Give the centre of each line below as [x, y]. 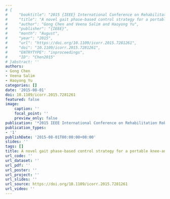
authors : [14, 66]
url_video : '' [20, 189]
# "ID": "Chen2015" [30, 57]
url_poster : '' [21, 170]
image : [12, 104]
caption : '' [27, 109]
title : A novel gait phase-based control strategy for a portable [77, 151]
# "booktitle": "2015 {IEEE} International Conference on [72, 15]
